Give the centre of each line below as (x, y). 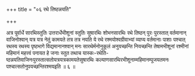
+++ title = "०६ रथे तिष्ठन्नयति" (39, 9)
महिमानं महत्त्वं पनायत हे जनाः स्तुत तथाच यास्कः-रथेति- (58, 53)
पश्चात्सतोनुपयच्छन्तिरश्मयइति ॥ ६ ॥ (41, 66)
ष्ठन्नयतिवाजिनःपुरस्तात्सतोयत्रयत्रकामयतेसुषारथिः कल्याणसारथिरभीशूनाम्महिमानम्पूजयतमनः (88, 60)
